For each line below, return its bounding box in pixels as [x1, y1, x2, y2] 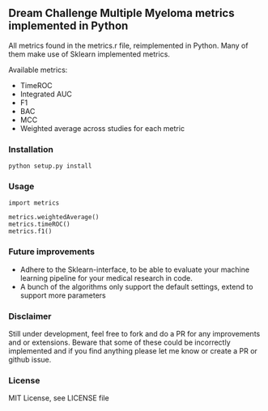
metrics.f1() [8, 227, 53, 235]
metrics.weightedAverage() [8, 214, 100, 222]
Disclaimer [8, 311, 52, 322]
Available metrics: [8, 65, 68, 74]
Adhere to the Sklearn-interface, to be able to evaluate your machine [19, 265, 249, 274]
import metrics [8, 199, 60, 207]
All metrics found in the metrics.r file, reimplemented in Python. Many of [8, 40, 249, 50]
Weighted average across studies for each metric [19, 123, 185, 133]
